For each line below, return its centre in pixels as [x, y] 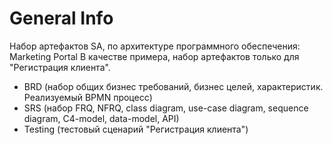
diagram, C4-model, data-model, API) [101, 118]
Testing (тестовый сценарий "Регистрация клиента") [136, 129]
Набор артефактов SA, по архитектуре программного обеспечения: [155, 46]
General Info [61, 18]
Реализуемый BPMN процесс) [88, 97]
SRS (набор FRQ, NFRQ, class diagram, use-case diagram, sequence [166, 108]
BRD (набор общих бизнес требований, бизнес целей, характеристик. [173, 86]
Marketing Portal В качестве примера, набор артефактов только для [154, 56]
